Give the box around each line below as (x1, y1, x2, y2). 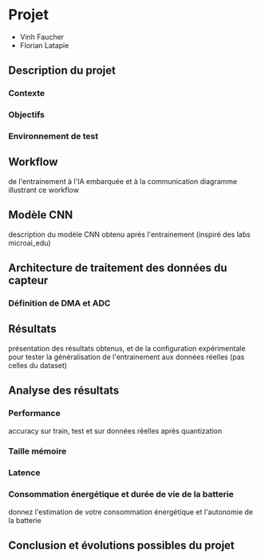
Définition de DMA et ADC (8, 298, 111, 309)
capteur (8, 274, 49, 287)
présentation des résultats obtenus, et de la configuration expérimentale (8, 343, 246, 353)
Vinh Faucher (19, 32, 65, 42)
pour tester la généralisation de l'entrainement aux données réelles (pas (8, 352, 245, 362)
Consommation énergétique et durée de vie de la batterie (8, 489, 234, 500)
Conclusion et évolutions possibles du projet (8, 538, 235, 553)
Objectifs (8, 110, 45, 121)
